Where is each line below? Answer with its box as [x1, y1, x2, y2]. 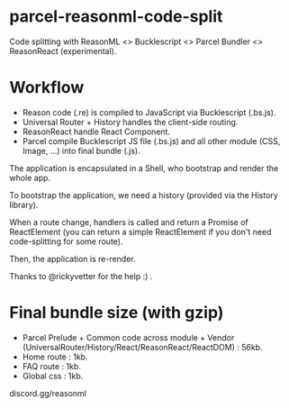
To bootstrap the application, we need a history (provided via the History [9, 189, 279, 200]
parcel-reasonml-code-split [9, 6, 223, 27]
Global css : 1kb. [22, 370, 84, 381]
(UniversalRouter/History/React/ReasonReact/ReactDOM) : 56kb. [22, 341, 263, 352]
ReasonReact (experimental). [9, 45, 117, 56]
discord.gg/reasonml [9, 387, 87, 398]
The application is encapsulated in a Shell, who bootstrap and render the [9, 162, 279, 173]
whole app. [9, 172, 51, 183]
